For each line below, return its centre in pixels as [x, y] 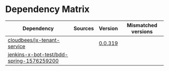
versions [142, 31]
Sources [84, 28]
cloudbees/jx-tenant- [34, 40]
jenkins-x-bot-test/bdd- [38, 54]
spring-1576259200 [33, 60]
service [17, 46]
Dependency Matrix [47, 9]
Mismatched [142, 25]
